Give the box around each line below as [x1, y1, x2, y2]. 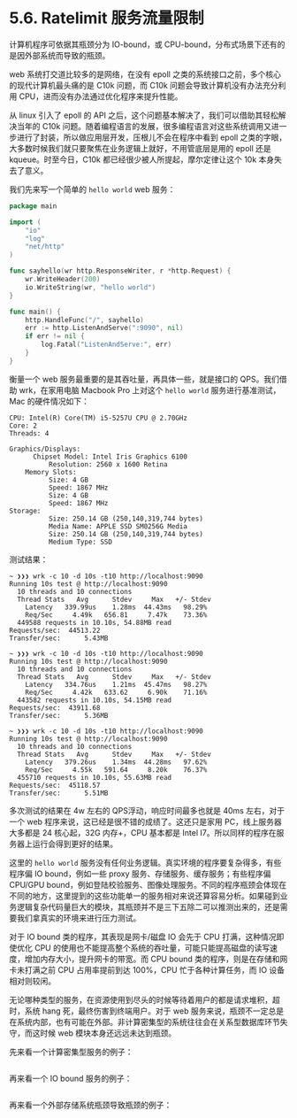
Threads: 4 [9, 428, 49, 438]
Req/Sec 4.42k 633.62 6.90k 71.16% [25, 688, 208, 697]
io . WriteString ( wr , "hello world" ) [25, 282, 156, 292]
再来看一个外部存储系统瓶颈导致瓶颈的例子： [9, 1099, 172, 1110]
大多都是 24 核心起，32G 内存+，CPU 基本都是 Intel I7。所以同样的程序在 [9, 827, 277, 837]
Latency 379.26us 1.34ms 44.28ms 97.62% [25, 758, 208, 767]
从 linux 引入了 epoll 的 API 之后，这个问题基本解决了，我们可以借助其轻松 [9, 110, 278, 120]
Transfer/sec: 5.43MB [9, 634, 109, 643]
